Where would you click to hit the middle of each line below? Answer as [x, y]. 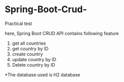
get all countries [29, 43]
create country [28, 54]
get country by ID [30, 48]
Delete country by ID [33, 65]
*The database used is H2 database [43, 74]
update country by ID [34, 59]
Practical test [18, 23]
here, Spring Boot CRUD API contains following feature [62, 33]
